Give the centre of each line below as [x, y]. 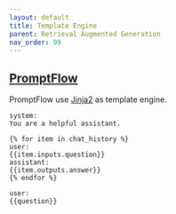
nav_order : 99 [36, 42]
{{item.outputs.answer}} [55, 170]
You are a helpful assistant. [65, 124]
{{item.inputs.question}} [57, 155]
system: [24, 116]
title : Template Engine [53, 26]
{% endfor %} [33, 178]
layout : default [39, 17]
